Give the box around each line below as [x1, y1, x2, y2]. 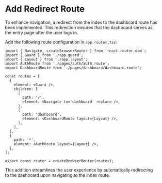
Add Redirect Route [5, 3, 85, 15]
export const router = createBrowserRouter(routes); [5, 158, 114, 163]
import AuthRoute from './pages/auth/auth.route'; [5, 61, 110, 66]
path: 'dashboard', [22, 112, 62, 117]
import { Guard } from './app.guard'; [5, 52, 83, 58]
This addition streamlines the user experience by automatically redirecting [5, 167, 153, 173]
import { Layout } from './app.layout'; [5, 57, 88, 61]
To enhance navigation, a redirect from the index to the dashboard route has [5, 19, 158, 25]
